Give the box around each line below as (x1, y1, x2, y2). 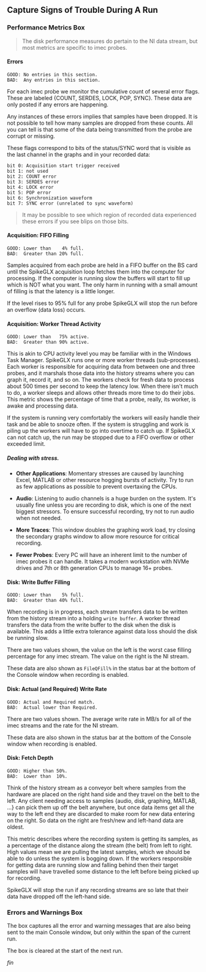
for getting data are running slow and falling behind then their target (7, 861, 178, 869)
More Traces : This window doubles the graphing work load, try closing (15, 526, 196, 534)
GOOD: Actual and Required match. (7, 699, 96, 705)
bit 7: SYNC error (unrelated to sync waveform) (7, 200, 134, 207)
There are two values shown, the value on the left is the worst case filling (7, 646, 192, 654)
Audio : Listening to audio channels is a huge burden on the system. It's (15, 495, 196, 502)
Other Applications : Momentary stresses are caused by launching (15, 470, 184, 477)
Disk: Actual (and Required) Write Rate (7, 686, 107, 693)
